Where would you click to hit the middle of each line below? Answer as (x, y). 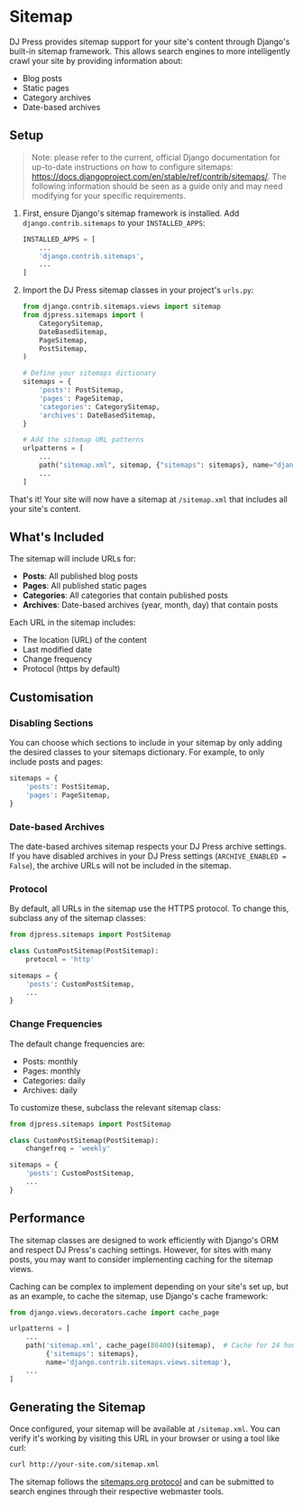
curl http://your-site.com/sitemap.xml (84, 1464)
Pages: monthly (51, 1071)
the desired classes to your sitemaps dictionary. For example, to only (137, 752)
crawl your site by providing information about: (96, 60)
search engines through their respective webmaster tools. (117, 1492)
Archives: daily (50, 1090)
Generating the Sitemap (78, 1407)
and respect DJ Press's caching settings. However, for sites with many (141, 1250)
